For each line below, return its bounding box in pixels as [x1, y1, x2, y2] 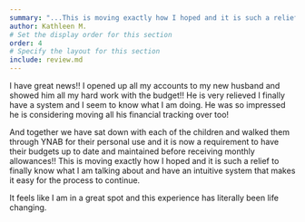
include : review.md [9, 55, 84, 64]
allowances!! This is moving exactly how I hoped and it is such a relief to [9, 156, 280, 166]
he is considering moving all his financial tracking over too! [9, 110, 230, 120]
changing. [9, 202, 47, 213]
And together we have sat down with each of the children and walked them [9, 127, 290, 137]
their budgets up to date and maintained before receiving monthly [9, 146, 256, 157]
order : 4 [9, 38, 43, 48]
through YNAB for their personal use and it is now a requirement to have [9, 137, 280, 147]
